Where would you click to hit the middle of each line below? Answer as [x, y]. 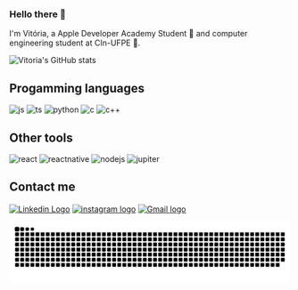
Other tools [41, 137]
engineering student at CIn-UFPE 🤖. [75, 43]
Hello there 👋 [38, 14]
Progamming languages [77, 88]
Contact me [42, 187]
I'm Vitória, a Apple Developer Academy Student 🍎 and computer [128, 34]
